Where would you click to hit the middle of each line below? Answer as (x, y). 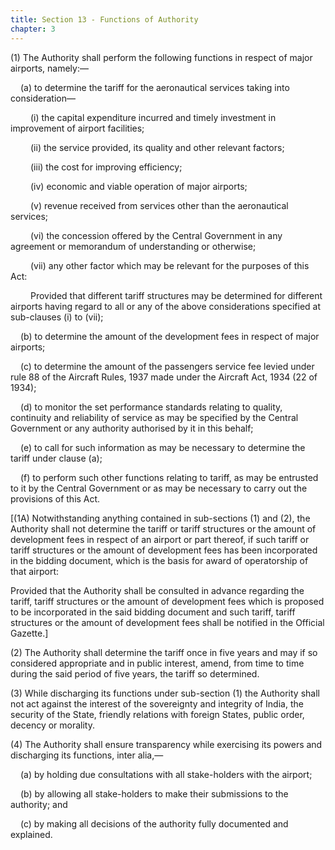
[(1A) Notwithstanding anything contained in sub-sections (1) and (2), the (160, 518)
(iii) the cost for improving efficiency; (106, 167)
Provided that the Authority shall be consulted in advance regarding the (157, 590)
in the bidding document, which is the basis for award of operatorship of (159, 560)
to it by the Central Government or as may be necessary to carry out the (159, 488)
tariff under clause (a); (56, 458)
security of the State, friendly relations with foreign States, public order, (157, 714)
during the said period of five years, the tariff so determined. (135, 673)
